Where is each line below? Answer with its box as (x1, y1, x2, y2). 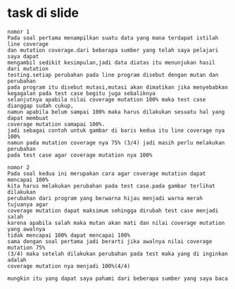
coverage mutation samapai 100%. (7, 121, 106, 128)
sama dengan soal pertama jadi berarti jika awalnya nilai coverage (7, 238, 212, 245)
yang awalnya (7, 226, 46, 233)
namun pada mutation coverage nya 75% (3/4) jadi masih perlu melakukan (7, 139, 225, 146)
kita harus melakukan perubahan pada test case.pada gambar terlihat (7, 182, 216, 190)
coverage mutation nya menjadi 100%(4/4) (7, 262, 131, 269)
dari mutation (7, 65, 49, 72)
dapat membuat (7, 114, 49, 121)
